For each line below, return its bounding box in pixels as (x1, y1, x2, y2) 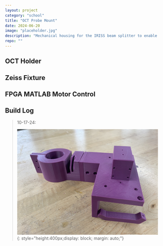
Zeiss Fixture (5, 73, 46, 82)
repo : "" (5, 39, 23, 44)
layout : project (5, 8, 38, 13)
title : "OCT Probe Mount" (5, 18, 57, 23)
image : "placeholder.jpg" (5, 28, 57, 33)
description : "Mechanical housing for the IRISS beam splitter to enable (5, 33, 158, 38)
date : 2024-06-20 (5, 23, 40, 28)
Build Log (5, 107, 34, 115)
